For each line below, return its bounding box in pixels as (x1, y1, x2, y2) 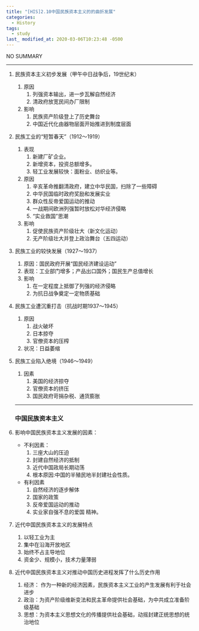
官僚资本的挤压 (32, 385, 69, 392)
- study (11, 31, 31, 37)
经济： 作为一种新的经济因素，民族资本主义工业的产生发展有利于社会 (23, 581, 191, 589)
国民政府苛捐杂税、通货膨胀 (32, 393, 101, 399)
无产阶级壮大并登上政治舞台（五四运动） (32, 235, 131, 241)
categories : (6, 14, 36, 20)
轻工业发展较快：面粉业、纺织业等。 (32, 168, 121, 175)
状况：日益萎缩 (23, 345, 60, 351)
